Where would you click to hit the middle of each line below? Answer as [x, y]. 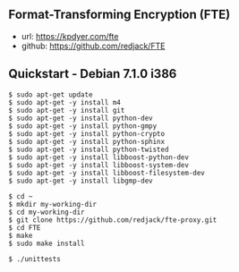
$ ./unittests [35, 259]
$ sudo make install [47, 243]
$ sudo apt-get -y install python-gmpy [83, 126]
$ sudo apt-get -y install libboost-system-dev [99, 165]
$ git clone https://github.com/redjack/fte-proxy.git [113, 220]
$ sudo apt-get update [51, 94]
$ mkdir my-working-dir [53, 204]
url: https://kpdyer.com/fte [70, 36]
